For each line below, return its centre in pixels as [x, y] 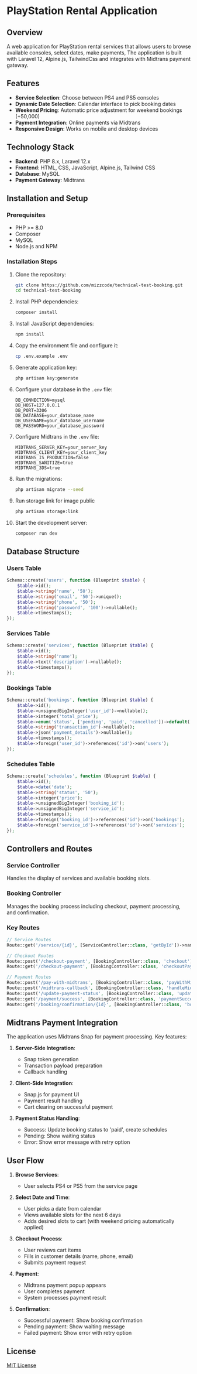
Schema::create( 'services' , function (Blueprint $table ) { [80, 645]
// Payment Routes [29, 977]
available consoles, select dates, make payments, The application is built [94, 53]
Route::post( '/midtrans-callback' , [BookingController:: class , [85, 988]
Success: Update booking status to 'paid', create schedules [95, 1130]
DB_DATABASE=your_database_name [54, 415]
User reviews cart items [52, 1250]
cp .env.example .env [41, 356]
